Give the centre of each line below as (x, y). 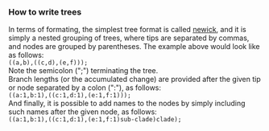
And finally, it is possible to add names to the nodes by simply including (127, 104)
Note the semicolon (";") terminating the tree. (83, 71)
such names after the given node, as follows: (83, 112)
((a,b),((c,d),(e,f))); (48, 63)
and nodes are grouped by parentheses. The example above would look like (134, 47)
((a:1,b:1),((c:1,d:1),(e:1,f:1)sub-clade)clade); (95, 120)
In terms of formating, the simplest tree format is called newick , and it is (128, 30)
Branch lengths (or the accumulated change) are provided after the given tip (135, 80)
